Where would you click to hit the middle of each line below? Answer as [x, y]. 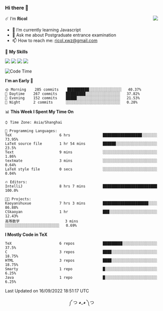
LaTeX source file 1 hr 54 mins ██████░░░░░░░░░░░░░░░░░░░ [81, 144]
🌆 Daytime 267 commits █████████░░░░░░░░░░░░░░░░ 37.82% [72, 94]
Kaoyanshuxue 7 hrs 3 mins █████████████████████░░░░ [81, 203]
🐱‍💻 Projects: [18, 199]
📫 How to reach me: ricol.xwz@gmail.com [55, 40]
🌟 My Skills [16, 52]
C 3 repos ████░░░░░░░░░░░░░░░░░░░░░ [81, 252]
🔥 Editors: [16, 182]
